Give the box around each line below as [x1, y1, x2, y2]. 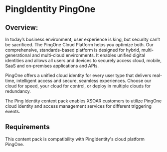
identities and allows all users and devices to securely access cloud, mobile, [5, 58, 162, 63]
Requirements [5, 123, 50, 131]
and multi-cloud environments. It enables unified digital [32, 52, 146, 58]
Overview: [5, 23, 38, 32]
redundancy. [5, 88, 31, 94]
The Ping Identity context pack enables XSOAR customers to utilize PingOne [5, 98, 162, 104]
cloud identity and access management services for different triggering [5, 103, 152, 109]
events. [5, 108, 20, 114]
